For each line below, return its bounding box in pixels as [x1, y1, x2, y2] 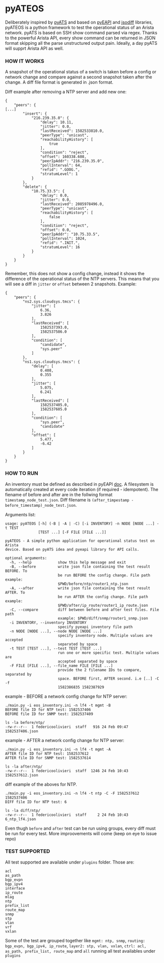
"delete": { [23, 185, 48, 189]
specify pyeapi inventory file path [57, 624, 133, 629]
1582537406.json [5, 729, 38, 734]
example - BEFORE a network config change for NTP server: [5, 693, 128, 699]
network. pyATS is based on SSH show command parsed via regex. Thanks [5, 30, 158, 35]
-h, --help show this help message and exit [9, 559, 126, 565]
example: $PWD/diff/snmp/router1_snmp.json [57, 616, 148, 621]
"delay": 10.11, [40, 120, 74, 125]
